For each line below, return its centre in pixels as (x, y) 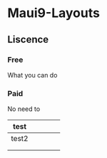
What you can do (32, 75)
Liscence (28, 39)
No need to (24, 109)
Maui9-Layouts (53, 13)
